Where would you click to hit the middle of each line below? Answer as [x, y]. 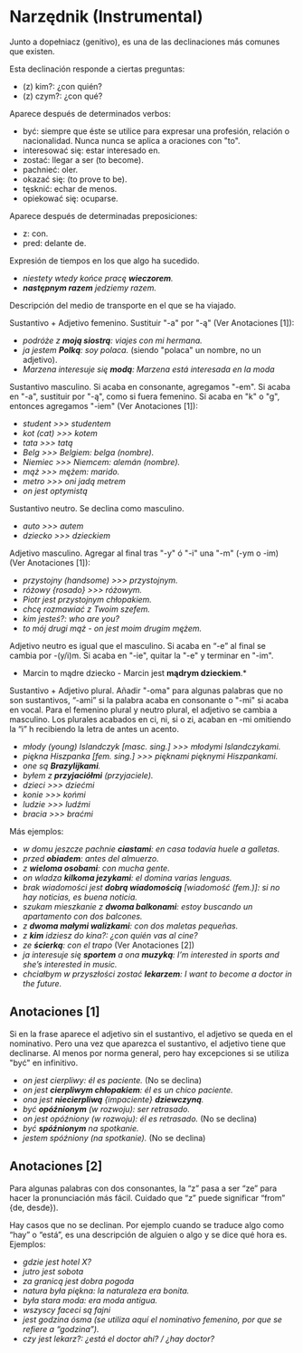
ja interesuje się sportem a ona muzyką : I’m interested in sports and [151, 954]
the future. [42, 983]
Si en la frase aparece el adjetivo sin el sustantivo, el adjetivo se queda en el [151, 1034]
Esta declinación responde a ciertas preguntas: [97, 69]
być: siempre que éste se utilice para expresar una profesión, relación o [156, 131]
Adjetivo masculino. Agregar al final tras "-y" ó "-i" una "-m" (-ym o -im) [144, 553]
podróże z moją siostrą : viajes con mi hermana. [113, 340]
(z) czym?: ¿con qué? [62, 96]
